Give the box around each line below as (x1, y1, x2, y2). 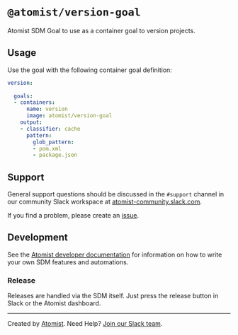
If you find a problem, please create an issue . (7, 211, 140, 220)
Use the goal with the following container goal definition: (7, 66, 172, 74)
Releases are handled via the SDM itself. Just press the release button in (7, 292, 219, 300)
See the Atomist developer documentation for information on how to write (7, 250, 222, 259)
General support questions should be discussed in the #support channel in (7, 190, 225, 199)
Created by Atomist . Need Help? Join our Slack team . (7, 319, 163, 328)
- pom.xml (33, 145, 62, 152)
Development (7, 232, 69, 244)
